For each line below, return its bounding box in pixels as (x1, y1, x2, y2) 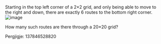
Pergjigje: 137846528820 (5, 34, 57, 39)
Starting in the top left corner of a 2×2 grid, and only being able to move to (5, 4, 157, 10)
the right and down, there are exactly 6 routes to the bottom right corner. (5, 9, 153, 15)
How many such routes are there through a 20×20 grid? (5, 24, 118, 30)
